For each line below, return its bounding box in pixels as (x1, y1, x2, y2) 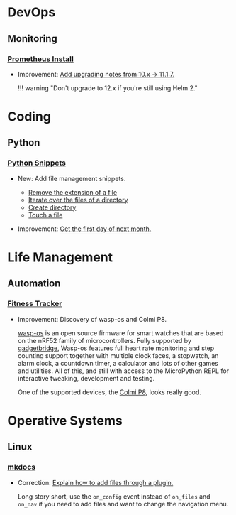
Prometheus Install (7, 54, 74, 64)
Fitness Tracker (7, 299, 62, 309)
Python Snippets (7, 158, 66, 168)
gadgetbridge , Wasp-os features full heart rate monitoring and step (17, 344, 215, 352)
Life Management (7, 249, 113, 265)
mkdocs (7, 462, 36, 472)
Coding (7, 109, 52, 125)
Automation (7, 278, 61, 290)
